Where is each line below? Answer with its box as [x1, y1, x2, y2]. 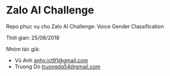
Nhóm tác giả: [6, 45, 40, 53]
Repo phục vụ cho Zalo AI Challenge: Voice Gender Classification [6, 23, 164, 30]
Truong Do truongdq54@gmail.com [14, 63, 101, 70]
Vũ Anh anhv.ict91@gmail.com [14, 57, 89, 64]
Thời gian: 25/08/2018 [6, 34, 60, 41]
